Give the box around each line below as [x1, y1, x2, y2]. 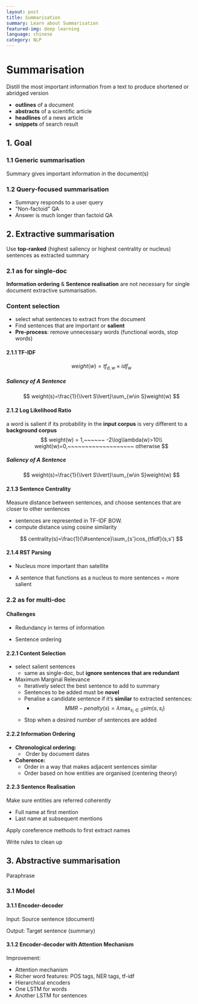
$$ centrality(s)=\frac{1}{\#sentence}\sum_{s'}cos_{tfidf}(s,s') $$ [20, 535, 183, 542]
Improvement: [6, 954, 41, 962]
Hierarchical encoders [14, 979, 71, 986]
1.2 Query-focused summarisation [6, 185, 109, 194]
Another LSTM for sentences [14, 991, 88, 999]
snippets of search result [14, 120, 78, 128]
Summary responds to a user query [14, 198, 104, 206]
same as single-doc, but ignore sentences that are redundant [24, 670, 180, 677]
